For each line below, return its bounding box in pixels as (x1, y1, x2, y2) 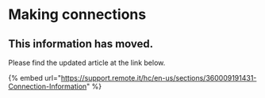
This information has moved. (8, 37, 154, 51)
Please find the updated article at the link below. (8, 58, 166, 67)
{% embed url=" (8, 73, 62, 82)
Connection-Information (8, 81, 87, 91)
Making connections (8, 6, 147, 24)
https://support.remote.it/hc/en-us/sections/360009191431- (60, 73, 257, 82)
